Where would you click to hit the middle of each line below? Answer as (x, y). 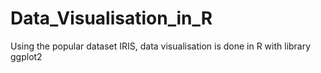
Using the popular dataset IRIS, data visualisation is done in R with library (161, 46)
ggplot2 (26, 56)
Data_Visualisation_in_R (111, 18)
